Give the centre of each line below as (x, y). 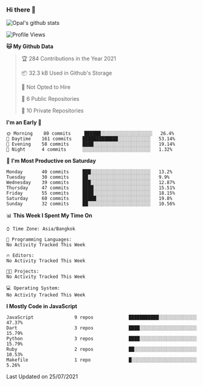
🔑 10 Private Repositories (52, 111)
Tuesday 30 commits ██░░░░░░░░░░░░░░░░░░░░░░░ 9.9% (88, 177)
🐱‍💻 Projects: (23, 272)
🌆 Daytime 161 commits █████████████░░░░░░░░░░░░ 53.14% (91, 139)
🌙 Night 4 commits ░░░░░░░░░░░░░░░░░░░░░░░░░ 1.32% (89, 150)
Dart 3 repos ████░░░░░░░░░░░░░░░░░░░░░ (102, 328)
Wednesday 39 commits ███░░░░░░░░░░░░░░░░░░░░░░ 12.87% (91, 183)
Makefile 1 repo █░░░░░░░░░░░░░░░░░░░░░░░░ (102, 360)
